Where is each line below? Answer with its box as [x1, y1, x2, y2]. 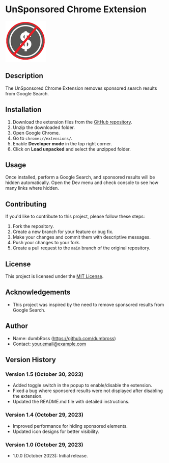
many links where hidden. [5, 185, 60, 191]
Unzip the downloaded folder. [12, 124, 75, 131]
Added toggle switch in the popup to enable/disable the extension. [12, 382, 153, 389]
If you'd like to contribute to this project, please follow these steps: [5, 213, 145, 220]
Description [5, 71, 43, 80]
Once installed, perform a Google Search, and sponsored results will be [5, 174, 155, 181]
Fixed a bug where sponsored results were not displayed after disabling [12, 388, 163, 394]
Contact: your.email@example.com [12, 341, 87, 347]
